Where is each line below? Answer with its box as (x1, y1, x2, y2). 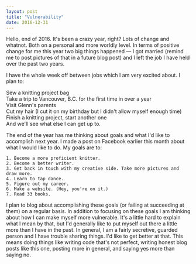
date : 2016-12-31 (6, 19, 49, 25)
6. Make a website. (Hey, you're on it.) (6, 186, 109, 192)
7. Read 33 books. (6, 191, 51, 197)
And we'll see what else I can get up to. (6, 121, 101, 128)
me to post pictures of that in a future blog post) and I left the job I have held (6, 54, 190, 61)
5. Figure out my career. (6, 181, 69, 187)
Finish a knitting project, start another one (6, 114, 107, 121)
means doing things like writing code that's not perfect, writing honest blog (6, 239, 187, 246)
